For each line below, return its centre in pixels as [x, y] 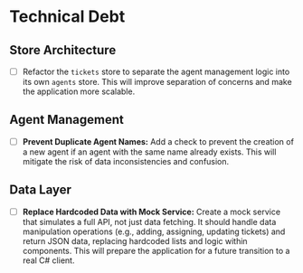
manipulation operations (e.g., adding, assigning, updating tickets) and [154, 231]
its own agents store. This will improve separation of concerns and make [157, 82]
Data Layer [41, 190]
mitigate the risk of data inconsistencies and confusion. [126, 161]
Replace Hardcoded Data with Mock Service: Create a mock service [151, 212]
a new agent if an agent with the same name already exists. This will [149, 152]
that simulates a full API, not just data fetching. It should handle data [149, 221]
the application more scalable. [79, 91]
